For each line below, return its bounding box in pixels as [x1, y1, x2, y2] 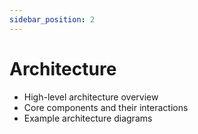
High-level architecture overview [23, 91, 159, 103]
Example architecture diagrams [23, 112, 153, 124]
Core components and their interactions [23, 101, 189, 113]
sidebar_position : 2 [9, 14, 96, 25]
